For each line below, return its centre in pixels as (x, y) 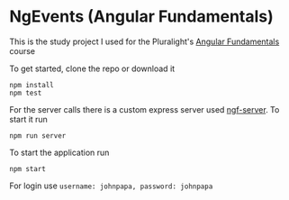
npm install (32, 85)
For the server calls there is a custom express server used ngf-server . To (144, 109)
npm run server (38, 136)
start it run (28, 119)
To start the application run (59, 152)
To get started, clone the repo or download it (92, 68)
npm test (26, 93)
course (23, 50)
